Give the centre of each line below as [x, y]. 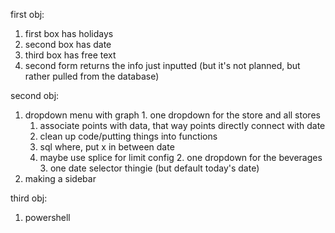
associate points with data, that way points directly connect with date [182, 125]
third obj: [29, 198]
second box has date [68, 44]
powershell [47, 217]
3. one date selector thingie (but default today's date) [149, 168]
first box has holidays [69, 33]
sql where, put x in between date [107, 147]
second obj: [35, 95]
